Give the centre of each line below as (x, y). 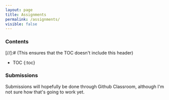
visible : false (21, 24)
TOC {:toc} (24, 62)
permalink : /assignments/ (32, 19)
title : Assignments (26, 15)
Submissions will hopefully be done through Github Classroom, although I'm (84, 86)
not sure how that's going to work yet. (45, 92)
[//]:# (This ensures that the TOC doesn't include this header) (69, 53)
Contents (17, 42)
